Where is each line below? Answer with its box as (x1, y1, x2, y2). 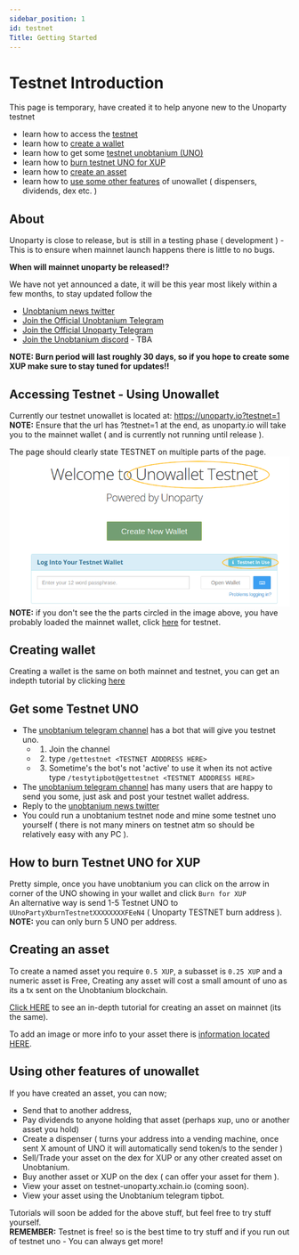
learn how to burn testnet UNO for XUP (21, 157, 166, 168)
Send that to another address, (21, 1104, 132, 1115)
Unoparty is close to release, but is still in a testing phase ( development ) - (9, 235, 285, 246)
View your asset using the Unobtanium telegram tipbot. (21, 1190, 225, 1201)
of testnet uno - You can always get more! (9, 1235, 164, 1246)
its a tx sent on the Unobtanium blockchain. (9, 984, 168, 995)
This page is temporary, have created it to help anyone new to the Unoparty (9, 102, 287, 113)
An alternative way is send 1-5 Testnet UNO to (9, 898, 179, 909)
